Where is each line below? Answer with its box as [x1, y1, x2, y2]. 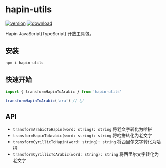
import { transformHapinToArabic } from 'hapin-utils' [5, 89, 122, 94]
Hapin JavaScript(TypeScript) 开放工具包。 [5, 30, 94, 36]
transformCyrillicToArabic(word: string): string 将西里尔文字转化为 [12, 151, 159, 157]
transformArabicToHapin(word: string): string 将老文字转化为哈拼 [12, 126, 152, 132]
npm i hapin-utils [5, 60, 44, 65]
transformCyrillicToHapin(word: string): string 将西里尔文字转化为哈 [12, 139, 161, 144]
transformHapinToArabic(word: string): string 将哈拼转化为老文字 [12, 132, 152, 138]
